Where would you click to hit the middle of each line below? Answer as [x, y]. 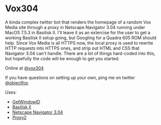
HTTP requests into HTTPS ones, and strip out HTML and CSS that [72, 48]
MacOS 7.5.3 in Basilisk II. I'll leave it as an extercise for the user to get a [78, 32]
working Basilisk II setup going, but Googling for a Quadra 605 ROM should [81, 38]
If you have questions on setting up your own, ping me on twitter [70, 77]
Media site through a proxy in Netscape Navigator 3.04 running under [75, 27]
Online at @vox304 [24, 68]
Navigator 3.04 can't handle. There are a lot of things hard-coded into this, [80, 53]
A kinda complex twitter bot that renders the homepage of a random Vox [78, 22]
